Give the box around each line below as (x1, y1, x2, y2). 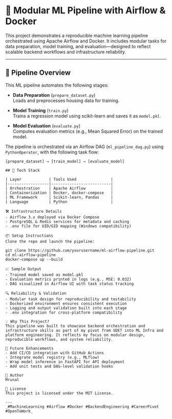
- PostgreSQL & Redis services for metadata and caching (5, 219, 130, 224)
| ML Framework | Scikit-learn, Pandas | (5, 195, 114, 200)
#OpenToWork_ (5, 408, 33, 414)
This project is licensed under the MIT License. (5, 390, 114, 396)
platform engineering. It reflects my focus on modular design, (5, 332, 145, 338)
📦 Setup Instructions (5, 233, 54, 238)
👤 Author (5, 372, 24, 378)
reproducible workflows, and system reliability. (5, 337, 114, 342)
